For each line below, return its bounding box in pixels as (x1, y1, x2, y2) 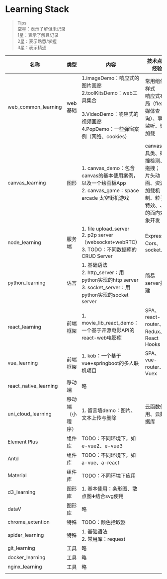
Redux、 (145, 328, 165, 335)
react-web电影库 (82, 334, 122, 341)
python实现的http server (82, 276, 139, 283)
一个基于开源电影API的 (82, 327, 135, 333)
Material (7, 472, 27, 479)
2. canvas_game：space (82, 187, 139, 194)
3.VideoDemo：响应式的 (82, 110, 139, 117)
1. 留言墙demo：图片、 (82, 407, 136, 414)
